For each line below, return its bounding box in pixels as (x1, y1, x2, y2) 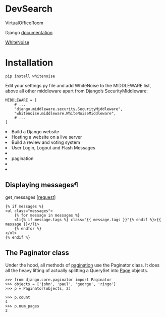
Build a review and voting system (12, 139, 80, 145)
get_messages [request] (5, 194, 56, 200)
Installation (5, 57, 53, 69)
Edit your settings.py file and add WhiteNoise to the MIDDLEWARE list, (5, 82, 151, 88)
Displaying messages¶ (5, 181, 78, 189)
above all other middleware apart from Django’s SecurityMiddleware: (5, 88, 148, 94)
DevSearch (5, 3, 53, 15)
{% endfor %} (14, 226, 42, 231)
